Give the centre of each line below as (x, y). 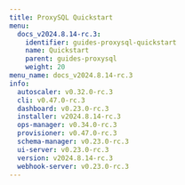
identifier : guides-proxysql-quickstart (101, 42)
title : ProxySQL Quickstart (61, 17)
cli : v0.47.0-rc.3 (52, 100)
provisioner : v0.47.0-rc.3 (67, 133)
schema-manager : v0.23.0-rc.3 (73, 141)
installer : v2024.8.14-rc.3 (69, 117)
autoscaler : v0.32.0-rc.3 (65, 92)
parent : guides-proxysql (71, 59)
